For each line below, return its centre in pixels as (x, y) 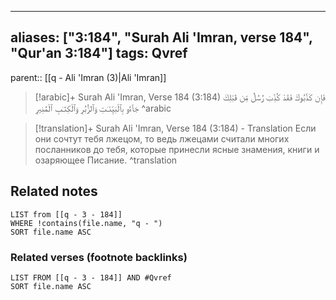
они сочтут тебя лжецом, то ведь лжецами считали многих (162, 138)
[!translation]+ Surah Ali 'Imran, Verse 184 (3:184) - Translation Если (175, 128)
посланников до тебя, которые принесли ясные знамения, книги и (177, 149)
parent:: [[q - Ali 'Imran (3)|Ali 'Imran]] (88, 77)
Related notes (54, 191)
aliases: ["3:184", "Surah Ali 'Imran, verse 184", (161, 37)
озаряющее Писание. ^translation (106, 160)
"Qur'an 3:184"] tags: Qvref (99, 53)
